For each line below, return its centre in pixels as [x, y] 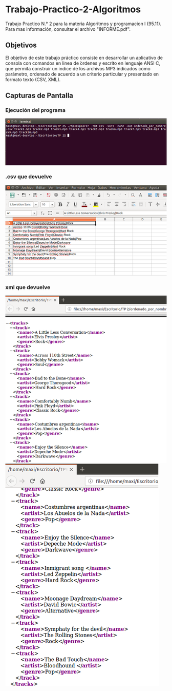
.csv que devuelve [29, 177]
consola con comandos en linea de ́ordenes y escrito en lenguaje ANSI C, [83, 63]
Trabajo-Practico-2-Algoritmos [73, 9]
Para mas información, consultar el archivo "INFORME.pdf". [68, 29]
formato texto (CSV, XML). [33, 79]
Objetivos [21, 45]
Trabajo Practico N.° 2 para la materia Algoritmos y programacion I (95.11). [83, 24]
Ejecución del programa [35, 110]
